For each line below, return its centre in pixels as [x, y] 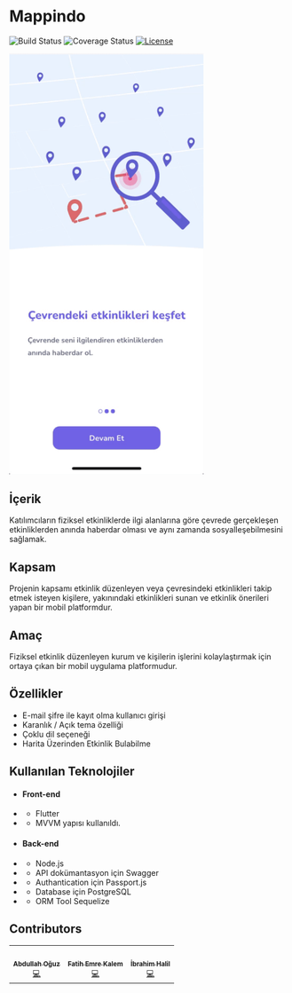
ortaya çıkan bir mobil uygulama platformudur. [93, 666]
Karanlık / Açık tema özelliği [73, 724]
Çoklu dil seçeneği [56, 734]
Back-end [40, 844]
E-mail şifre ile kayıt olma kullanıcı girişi [94, 715]
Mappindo [47, 16]
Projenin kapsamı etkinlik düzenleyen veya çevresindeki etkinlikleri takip [141, 588]
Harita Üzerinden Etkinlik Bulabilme [86, 744]
